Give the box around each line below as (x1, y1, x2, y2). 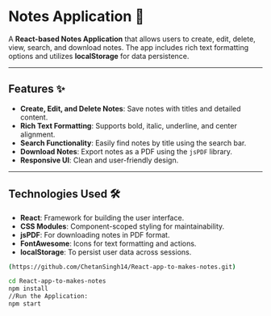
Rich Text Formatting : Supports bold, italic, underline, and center (19, 120, 238, 130)
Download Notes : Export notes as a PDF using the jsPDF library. (19, 146, 232, 156)
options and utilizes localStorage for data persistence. (8, 51, 190, 61)
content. (19, 112, 48, 122)
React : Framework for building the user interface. (19, 213, 185, 222)
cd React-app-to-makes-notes (8, 277, 106, 285)
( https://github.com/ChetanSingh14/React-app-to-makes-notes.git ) (8, 263, 236, 271)
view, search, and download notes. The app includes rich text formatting (8, 42, 249, 52)
